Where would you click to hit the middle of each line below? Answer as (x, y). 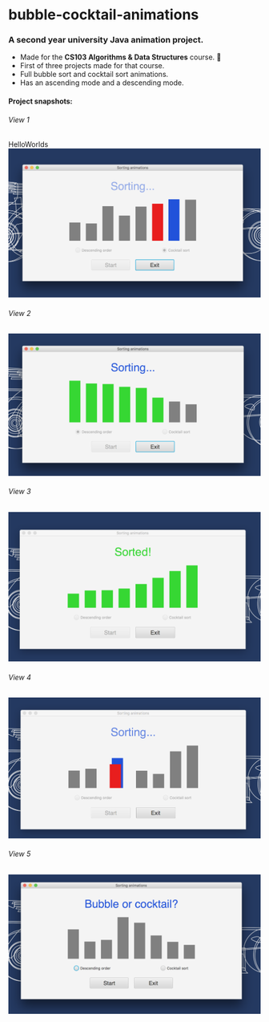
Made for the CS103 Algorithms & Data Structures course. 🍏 (120, 57)
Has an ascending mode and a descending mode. (102, 83)
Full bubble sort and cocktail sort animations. (94, 75)
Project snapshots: (41, 101)
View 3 (20, 492)
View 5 (20, 854)
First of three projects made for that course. (92, 66)
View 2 (20, 313)
